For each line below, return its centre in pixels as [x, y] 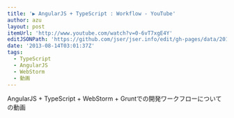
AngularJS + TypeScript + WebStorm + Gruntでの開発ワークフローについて [115, 99]
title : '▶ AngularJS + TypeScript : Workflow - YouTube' [92, 14]
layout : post [26, 26]
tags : [15, 53]
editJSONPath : [28, 40]
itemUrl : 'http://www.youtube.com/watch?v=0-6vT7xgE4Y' [90, 33]
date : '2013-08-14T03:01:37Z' [51, 46]
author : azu [24, 20]
